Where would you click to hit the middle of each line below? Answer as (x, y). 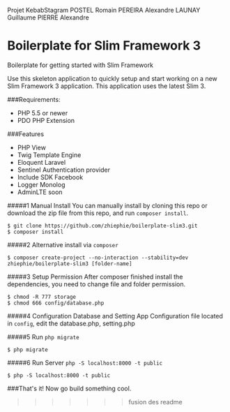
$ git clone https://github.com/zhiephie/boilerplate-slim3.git (102, 226)
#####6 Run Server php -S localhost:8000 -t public (85, 362)
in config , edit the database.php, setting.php (71, 323)
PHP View (32, 147)
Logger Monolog (41, 184)
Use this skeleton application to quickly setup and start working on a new (112, 78)
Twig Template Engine (49, 155)
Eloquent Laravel (41, 162)
